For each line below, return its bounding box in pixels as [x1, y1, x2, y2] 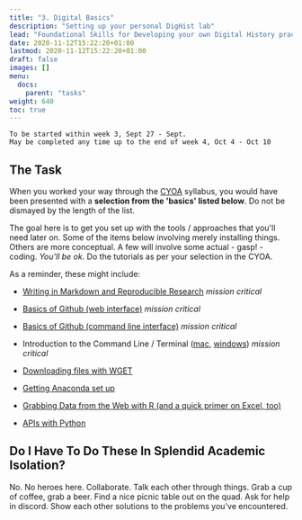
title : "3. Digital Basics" [9, 13, 115, 22]
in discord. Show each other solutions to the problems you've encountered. [9, 500, 289, 511]
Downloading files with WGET [22, 365, 133, 376]
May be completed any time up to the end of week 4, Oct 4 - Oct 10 [9, 138, 271, 147]
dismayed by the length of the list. [9, 205, 136, 216]
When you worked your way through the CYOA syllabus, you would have [9, 186, 279, 197]
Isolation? [9, 458, 66, 473]
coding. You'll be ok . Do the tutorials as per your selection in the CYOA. [9, 251, 273, 262]
